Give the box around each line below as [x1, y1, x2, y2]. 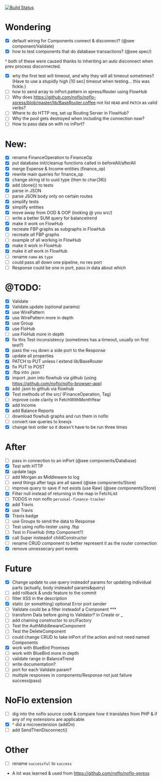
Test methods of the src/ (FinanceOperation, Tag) [12, 391, 112, 397]
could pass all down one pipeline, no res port [12, 259, 102, 265]
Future [5, 563, 32, 574]
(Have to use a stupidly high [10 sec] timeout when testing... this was [12, 78, 150, 84]
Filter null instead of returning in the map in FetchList [12, 490, 118, 497]
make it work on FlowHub [12, 221, 64, 227]
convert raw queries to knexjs [12, 418, 72, 424]
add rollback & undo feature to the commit [12, 590, 97, 596]
